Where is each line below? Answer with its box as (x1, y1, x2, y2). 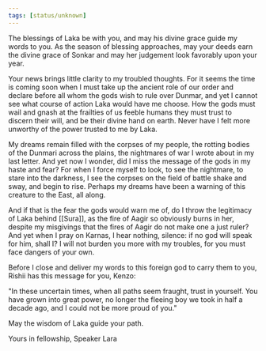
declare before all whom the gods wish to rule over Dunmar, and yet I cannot (8, 90, 258, 100)
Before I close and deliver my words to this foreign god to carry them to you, (8, 262, 257, 272)
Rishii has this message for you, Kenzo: (8, 270, 136, 281)
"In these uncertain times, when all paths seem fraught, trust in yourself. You (8, 286, 259, 296)
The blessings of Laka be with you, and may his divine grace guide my (8, 33, 237, 43)
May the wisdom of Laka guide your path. (8, 318, 144, 328)
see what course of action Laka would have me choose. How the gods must (8, 99, 256, 108)
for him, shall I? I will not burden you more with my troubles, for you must (8, 239, 246, 248)
